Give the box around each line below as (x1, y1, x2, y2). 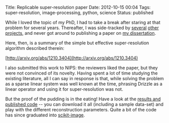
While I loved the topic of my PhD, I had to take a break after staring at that (5, 20, 161, 25)
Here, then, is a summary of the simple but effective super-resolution (5, 40, 149, 46)
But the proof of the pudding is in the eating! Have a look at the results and (5, 96, 161, 102)
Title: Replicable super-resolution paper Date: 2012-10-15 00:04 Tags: (5, 5, 151, 10)
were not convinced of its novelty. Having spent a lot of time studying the (5, 70, 158, 76)
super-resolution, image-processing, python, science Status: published (5, 10, 154, 16)
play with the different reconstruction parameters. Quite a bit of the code (5, 107, 157, 112)
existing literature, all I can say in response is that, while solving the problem (5, 76, 164, 81)
